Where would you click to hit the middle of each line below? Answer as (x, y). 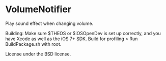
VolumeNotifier (38, 9)
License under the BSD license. (38, 54)
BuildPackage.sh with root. (33, 44)
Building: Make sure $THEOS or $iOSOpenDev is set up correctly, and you (83, 33)
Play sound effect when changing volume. (49, 23)
